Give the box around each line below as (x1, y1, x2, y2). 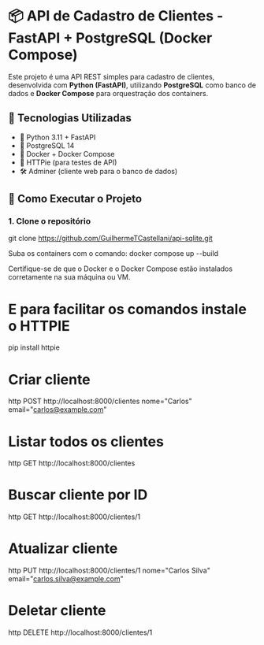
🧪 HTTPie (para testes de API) (19, 158, 117, 167)
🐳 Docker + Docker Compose (19, 149, 115, 158)
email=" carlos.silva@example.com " (8, 574, 124, 584)
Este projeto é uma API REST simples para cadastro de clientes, (8, 72, 215, 81)
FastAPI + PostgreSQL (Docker (8, 29, 213, 47)
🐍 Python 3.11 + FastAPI (19, 132, 96, 142)
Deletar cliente (8, 602, 106, 620)
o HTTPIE (8, 317, 71, 335)
